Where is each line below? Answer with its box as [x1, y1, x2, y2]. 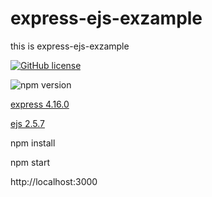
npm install [10, 137, 56, 149]
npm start [10, 156, 51, 168]
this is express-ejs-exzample [10, 40, 130, 52]
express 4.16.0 [10, 98, 70, 110]
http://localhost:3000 [10, 175, 98, 187]
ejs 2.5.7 [10, 117, 45, 129]
